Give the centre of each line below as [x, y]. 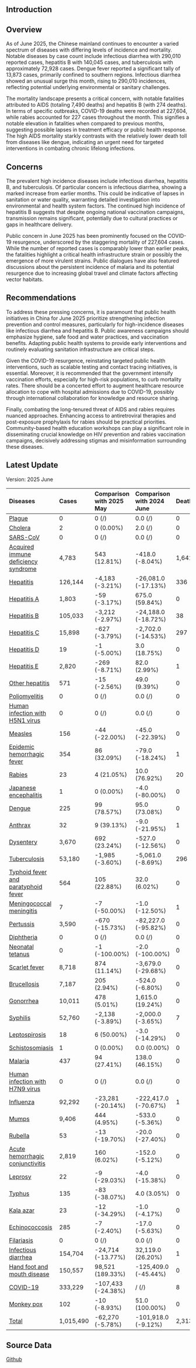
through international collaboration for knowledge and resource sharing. [92, 398]
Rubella [19, 1135]
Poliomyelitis [26, 696]
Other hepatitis [29, 683]
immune [20, 554]
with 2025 [109, 501]
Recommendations [41, 298]
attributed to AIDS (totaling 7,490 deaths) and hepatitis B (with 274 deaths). [97, 105]
